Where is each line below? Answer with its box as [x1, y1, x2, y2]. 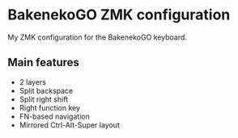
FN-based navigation [19, 111, 90, 121]
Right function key [19, 102, 81, 112]
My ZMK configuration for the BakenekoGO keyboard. [7, 32, 188, 42]
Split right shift [19, 94, 69, 104]
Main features [7, 56, 80, 69]
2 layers [19, 77, 46, 86]
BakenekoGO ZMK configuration [7, 6, 231, 24]
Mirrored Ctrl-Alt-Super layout [19, 119, 121, 130]
